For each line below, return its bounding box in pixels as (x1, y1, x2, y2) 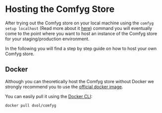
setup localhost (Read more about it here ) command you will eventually (5, 25, 153, 31)
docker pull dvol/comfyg (5, 103, 56, 108)
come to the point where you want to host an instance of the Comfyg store (5, 30, 158, 36)
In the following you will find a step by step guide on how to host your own (5, 45, 157, 51)
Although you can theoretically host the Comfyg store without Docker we (5, 78, 154, 84)
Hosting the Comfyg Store (5, 3, 115, 15)
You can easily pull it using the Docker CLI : (5, 93, 93, 99)
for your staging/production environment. (5, 36, 90, 42)
